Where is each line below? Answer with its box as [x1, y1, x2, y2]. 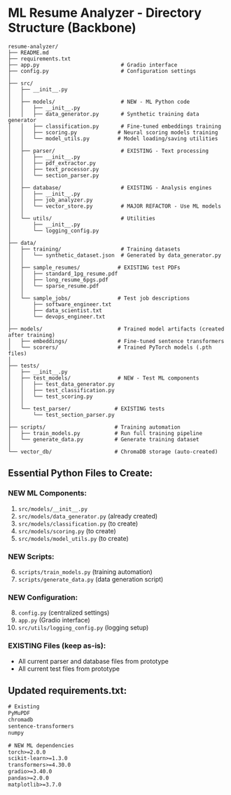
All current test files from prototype [17, 664, 120, 673]
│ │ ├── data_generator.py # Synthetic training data [8, 110, 199, 117]
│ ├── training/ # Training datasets [8, 246, 181, 253]
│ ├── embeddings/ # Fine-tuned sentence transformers [8, 338, 225, 345]
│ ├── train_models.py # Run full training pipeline [8, 429, 202, 436]
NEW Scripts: [8, 552, 55, 561]
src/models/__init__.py [17, 505, 88, 513]
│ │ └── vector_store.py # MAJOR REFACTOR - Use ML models [8, 202, 221, 210]
